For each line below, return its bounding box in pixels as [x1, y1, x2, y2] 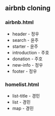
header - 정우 [12, 31, 39, 37]
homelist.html [5, 81, 39, 88]
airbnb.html [5, 19, 34, 26]
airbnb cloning [5, 4, 51, 12]
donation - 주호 [12, 56, 43, 62]
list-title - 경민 [12, 93, 40, 99]
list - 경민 [12, 99, 31, 105]
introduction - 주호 [12, 49, 50, 55]
